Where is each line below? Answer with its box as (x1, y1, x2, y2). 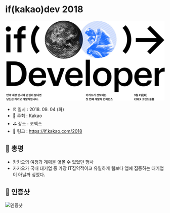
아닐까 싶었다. (18, 171, 46, 177)
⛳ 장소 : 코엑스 (12, 120, 42, 126)
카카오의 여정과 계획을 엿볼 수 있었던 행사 (12, 159, 94, 165)
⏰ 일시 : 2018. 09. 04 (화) (12, 106, 64, 112)
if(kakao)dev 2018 (5, 4, 83, 15)
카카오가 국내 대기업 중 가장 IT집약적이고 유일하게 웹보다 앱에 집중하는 (12, 165, 151, 171)
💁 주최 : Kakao (12, 113, 42, 119)
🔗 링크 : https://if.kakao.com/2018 (12, 128, 82, 134)
